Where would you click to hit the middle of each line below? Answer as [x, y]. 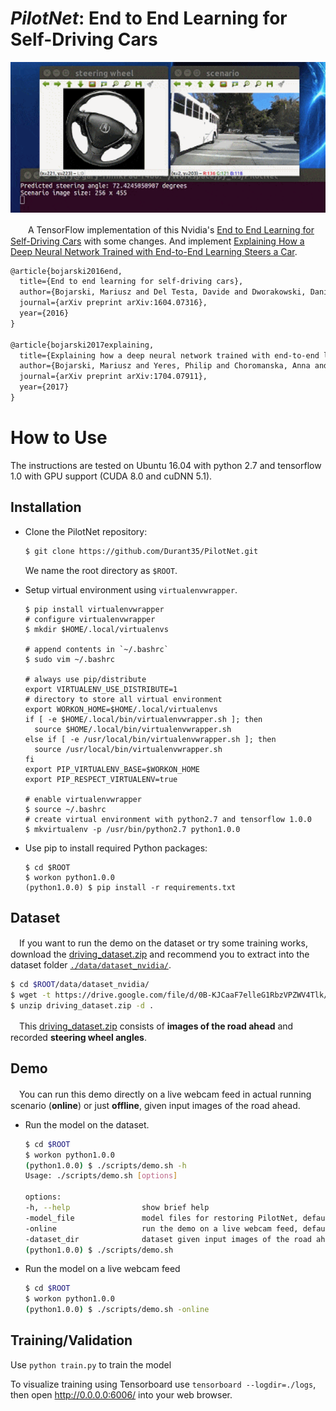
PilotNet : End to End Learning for [149, 18]
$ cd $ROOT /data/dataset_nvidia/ [80, 985]
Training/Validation [71, 1340]
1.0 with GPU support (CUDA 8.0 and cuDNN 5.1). [111, 476]
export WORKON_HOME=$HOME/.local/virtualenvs [121, 709]
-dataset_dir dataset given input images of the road [168, 1239]
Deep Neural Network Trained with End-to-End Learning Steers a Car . [154, 251]
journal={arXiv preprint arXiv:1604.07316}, [113, 303]
